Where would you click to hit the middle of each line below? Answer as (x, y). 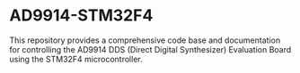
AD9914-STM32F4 (81, 16)
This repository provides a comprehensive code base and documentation (145, 40)
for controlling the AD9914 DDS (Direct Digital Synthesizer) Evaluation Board (150, 49)
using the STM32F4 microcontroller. (76, 59)
